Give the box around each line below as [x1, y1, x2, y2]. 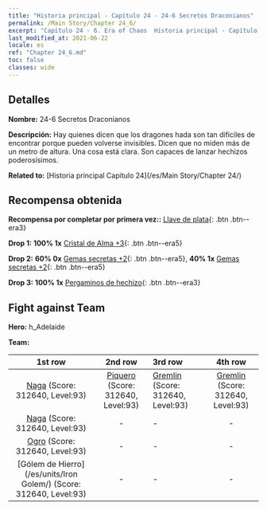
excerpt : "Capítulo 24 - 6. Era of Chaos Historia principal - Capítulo [8, 26, 258, 34]
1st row [36, 356, 66, 367]
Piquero [106, 370, 137, 381]
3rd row [152, 356, 183, 367]
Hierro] [58, 459, 85, 470]
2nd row [105, 356, 137, 367]
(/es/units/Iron [24, 469, 78, 480]
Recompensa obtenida [8, 193, 122, 207]
